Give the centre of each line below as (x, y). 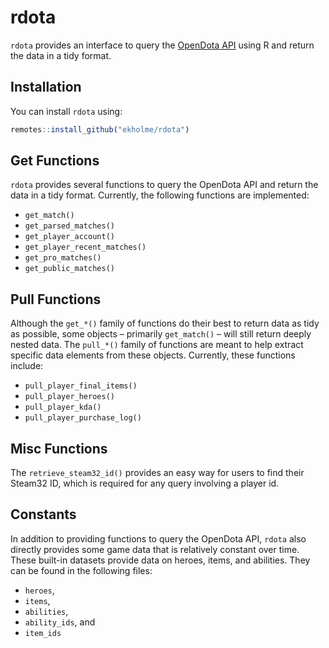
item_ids (43, 633)
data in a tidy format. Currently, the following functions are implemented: (160, 195)
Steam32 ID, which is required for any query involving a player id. (145, 483)
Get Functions (55, 161)
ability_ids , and (60, 622)
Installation (46, 87)
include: (27, 366)
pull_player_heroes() (69, 397)
